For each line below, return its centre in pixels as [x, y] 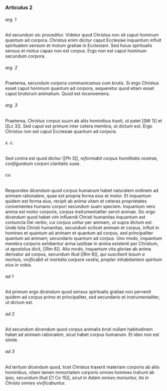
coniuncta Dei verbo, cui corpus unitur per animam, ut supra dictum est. [79, 222]
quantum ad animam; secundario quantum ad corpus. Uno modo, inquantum [84, 238]
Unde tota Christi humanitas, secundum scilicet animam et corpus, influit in [82, 227]
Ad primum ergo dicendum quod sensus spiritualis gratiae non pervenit [78, 292]
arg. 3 [11, 105]
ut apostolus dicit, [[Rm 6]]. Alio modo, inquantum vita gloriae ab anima [78, 248]
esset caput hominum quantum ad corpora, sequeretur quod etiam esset [80, 88]
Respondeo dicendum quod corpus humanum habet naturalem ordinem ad [82, 190]
